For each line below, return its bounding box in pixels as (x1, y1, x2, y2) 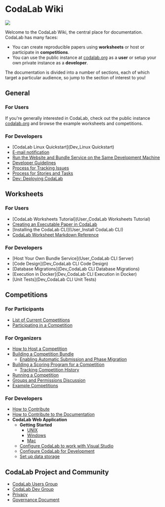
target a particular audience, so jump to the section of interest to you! (5, 74, 146, 80)
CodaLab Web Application (12, 417, 67, 423)
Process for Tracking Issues (12, 165, 69, 171)
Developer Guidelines (12, 159, 56, 165)
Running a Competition (12, 372, 59, 378)
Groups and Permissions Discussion (12, 377, 86, 383)
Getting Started (19, 422, 52, 428)
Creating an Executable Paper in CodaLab (12, 221, 98, 227)
